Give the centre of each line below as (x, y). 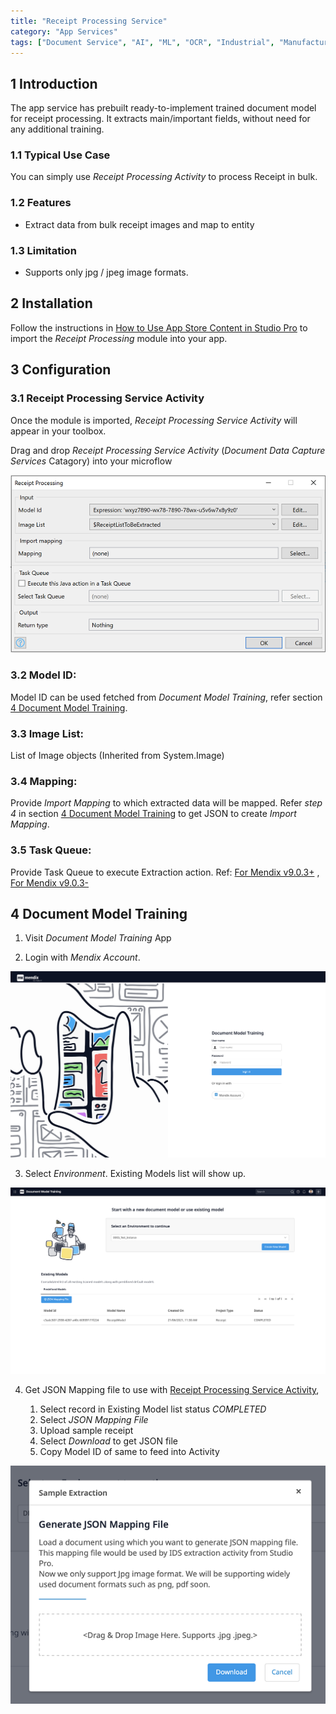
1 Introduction (54, 83)
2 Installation (51, 303)
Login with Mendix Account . (82, 957)
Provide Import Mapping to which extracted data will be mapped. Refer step (166, 803)
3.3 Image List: (47, 733)
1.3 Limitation (43, 250)
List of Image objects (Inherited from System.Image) (117, 755)
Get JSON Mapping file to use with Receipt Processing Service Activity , (172, 1389)
